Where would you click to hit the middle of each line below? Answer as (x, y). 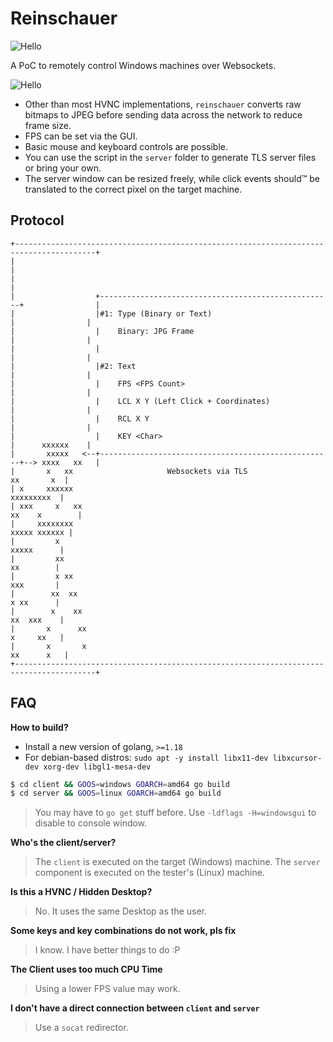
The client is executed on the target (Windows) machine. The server (177, 862)
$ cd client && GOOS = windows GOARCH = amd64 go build (120, 784)
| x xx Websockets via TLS (129, 471)
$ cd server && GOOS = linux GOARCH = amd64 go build (116, 793)
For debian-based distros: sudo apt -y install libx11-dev (146, 757)
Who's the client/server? (63, 843)
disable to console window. (91, 823)
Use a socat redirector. (81, 1028)
